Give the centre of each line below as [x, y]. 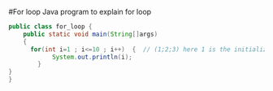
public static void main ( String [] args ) [91, 34]
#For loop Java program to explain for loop [80, 12]
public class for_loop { [50, 27]
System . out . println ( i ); [92, 57]
